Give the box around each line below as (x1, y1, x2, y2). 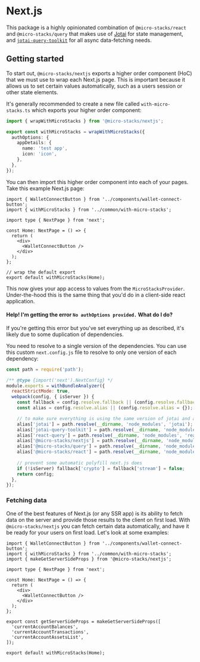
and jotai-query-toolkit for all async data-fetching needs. (6, 36, 152, 43)
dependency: (6, 355, 39, 362)
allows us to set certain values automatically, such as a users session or (6, 82, 183, 89)
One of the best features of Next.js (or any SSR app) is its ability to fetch (6, 509, 183, 517)
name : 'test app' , (21, 145, 68, 151)
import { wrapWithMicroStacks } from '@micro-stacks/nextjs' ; (6, 118, 164, 124)
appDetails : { (17, 140, 52, 146)
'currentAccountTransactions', (11, 629, 89, 635)
